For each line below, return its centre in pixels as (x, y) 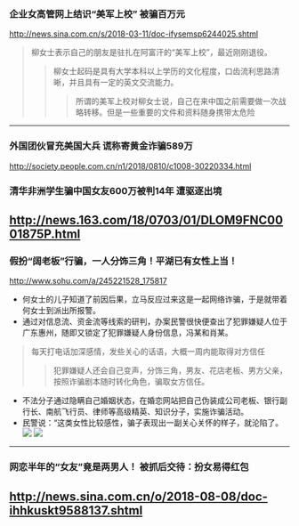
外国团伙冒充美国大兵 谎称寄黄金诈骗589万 (101, 146)
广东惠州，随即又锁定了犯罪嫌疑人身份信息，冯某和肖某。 (127, 333)
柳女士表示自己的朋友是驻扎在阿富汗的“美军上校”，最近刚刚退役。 (152, 53)
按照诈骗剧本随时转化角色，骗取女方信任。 (131, 382)
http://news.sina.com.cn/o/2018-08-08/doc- (139, 496)
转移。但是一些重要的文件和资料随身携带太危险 (169, 112)
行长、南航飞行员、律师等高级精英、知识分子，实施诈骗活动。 (135, 412)
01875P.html (45, 234)
